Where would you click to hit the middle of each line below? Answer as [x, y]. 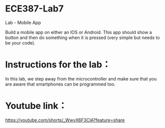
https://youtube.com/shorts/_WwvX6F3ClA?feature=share [65, 120]
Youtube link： [36, 106]
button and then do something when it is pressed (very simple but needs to [82, 37]
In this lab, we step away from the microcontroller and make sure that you [81, 78]
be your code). [20, 42]
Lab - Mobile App [23, 22]
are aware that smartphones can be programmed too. [60, 84]
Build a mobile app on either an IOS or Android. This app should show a [79, 32]
